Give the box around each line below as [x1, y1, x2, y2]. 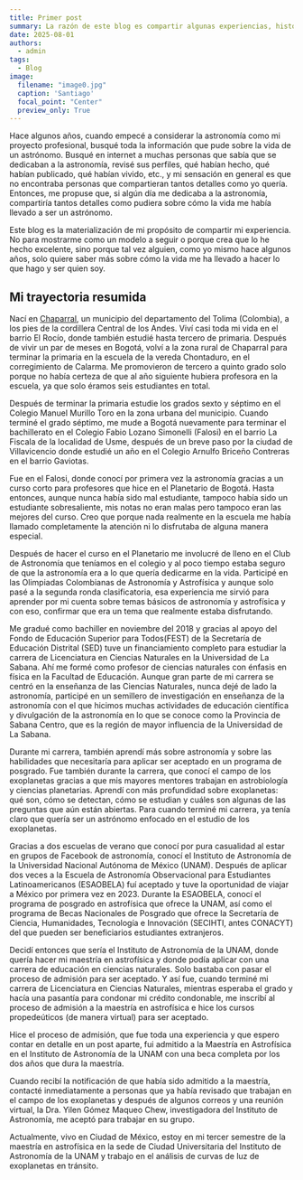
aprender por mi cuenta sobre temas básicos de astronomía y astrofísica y [9, 596, 286, 607]
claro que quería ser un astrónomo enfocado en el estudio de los [9, 814, 250, 825]
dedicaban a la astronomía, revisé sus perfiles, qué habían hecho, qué [9, 159, 271, 170]
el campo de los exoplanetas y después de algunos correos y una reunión [9, 1095, 284, 1106]
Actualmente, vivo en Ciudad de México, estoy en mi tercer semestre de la [9, 1131, 286, 1143]
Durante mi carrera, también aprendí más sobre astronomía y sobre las [9, 746, 272, 757]
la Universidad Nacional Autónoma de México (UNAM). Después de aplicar [9, 860, 288, 871]
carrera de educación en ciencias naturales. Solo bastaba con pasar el [9, 964, 272, 975]
